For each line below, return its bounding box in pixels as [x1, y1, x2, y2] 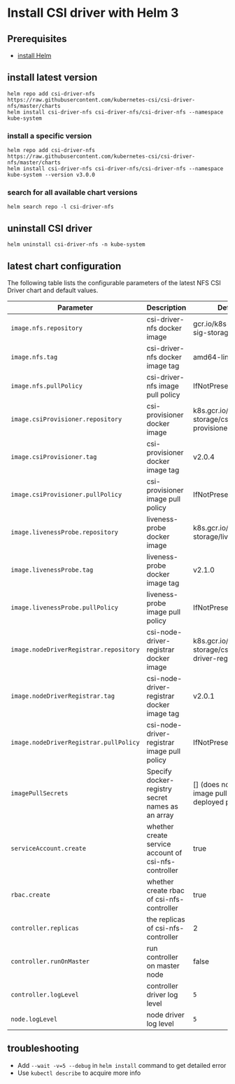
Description [146, 303, 187, 313]
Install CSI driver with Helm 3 [7, 5, 179, 21]
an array [146, 811, 174, 821]
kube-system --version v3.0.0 [7, 172, 96, 179]
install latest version [7, 71, 98, 83]
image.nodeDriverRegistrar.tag [10, 692, 115, 700]
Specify [146, 767, 172, 776]
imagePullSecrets [10, 790, 69, 797]
